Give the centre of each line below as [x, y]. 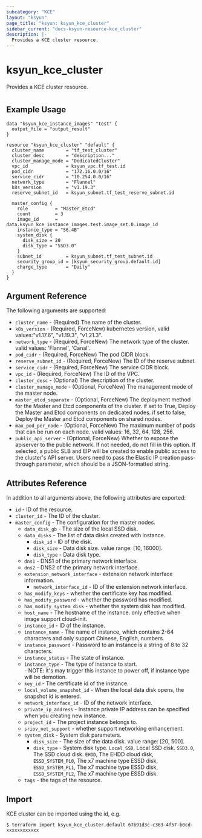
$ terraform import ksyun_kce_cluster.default [66, 825]
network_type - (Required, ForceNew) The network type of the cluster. [102, 342]
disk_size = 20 [41, 240]
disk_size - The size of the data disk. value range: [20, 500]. [109, 742]
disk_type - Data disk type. [67, 555]
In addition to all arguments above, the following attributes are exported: [96, 498]
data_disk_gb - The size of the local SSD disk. [81, 529]
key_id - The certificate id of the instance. [76, 683]
